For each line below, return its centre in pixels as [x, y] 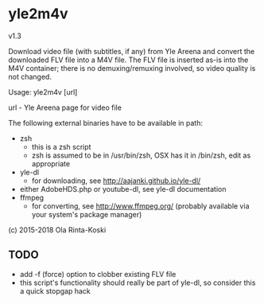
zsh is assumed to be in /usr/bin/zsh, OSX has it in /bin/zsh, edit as [141, 155]
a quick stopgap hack [55, 290]
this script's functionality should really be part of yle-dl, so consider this [138, 283]
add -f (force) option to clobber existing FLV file [98, 274]
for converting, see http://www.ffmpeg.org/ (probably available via [140, 206]
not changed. [30, 76]
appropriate [50, 163]
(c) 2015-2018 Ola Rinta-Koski [57, 230]
